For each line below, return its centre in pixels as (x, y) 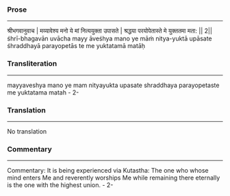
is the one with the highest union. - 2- (60, 185)
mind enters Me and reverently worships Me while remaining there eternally (114, 178)
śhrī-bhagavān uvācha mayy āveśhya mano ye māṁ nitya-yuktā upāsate (110, 38)
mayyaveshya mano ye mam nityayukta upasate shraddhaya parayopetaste (113, 85)
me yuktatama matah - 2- (43, 92)
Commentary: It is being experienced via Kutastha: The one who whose (108, 171)
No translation (27, 131)
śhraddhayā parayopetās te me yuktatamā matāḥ (76, 46)
